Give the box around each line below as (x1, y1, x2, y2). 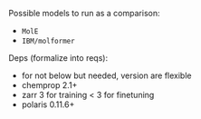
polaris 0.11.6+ (21, 99, 75, 110)
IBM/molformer (21, 36, 75, 45)
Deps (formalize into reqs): (8, 53, 109, 63)
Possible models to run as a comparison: (8, 8, 160, 18)
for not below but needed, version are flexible (21, 70, 192, 81)
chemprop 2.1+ (21, 80, 78, 90)
